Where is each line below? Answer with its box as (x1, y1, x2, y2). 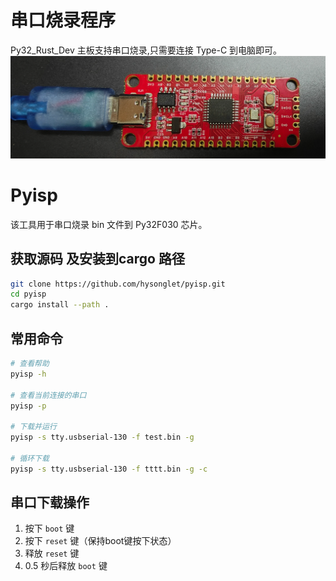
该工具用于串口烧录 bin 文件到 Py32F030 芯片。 (10, 218, 208, 230)
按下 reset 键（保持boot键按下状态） (24, 535, 177, 547)
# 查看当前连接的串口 (10, 390, 87, 400)
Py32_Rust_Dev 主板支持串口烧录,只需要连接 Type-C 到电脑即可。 (10, 44, 283, 56)
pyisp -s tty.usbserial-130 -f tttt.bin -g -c (10, 464, 208, 474)
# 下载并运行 (10, 422, 57, 432)
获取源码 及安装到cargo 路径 (10, 251, 185, 268)
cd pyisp (10, 289, 47, 300)
